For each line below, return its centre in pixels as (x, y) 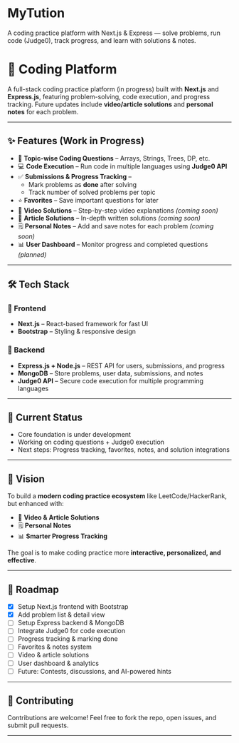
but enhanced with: (36, 504)
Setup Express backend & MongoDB (71, 623)
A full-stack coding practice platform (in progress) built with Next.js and (113, 89)
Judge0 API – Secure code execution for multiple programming (111, 380)
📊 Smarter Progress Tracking (63, 536)
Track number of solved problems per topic (92, 192)
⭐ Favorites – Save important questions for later (88, 200)
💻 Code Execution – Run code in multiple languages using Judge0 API (122, 166)
